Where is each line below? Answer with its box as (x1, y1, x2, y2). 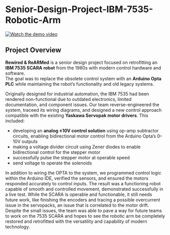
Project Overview (5, 46, 61, 54)
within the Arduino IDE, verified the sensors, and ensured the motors (5, 175, 149, 181)
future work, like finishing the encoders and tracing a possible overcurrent (5, 196, 160, 203)
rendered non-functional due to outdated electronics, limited (5, 96, 132, 102)
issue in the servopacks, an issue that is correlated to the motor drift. (5, 202, 149, 208)
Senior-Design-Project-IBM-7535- (5, 4, 153, 15)
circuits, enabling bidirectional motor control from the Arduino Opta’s (12, 133, 156, 139)
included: (5, 118, 25, 124)
